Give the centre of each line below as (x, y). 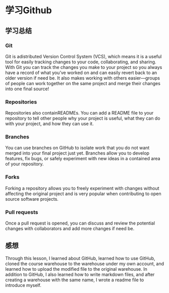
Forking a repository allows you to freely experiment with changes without (82, 188)
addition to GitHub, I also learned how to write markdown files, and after (80, 274)
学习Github (29, 10)
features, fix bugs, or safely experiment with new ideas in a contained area (83, 159)
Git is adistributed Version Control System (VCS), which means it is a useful (83, 56)
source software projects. (32, 199)
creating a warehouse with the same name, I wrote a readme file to (75, 280)
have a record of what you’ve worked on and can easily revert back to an (81, 72)
